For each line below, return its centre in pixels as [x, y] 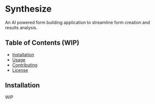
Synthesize [29, 9]
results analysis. [21, 27]
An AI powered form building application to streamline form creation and [77, 22]
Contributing [25, 65]
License [20, 70]
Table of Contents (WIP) [42, 43]
